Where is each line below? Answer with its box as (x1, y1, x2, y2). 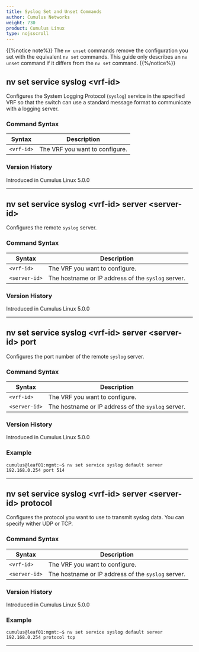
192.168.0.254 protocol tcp (6, 635, 76, 641)
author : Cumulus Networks (6, 14, 70, 20)
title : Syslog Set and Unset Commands (6, 8, 102, 15)
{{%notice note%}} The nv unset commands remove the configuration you (6, 47, 188, 54)
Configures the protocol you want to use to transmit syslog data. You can (6, 514, 185, 521)
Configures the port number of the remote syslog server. (6, 353, 145, 360)
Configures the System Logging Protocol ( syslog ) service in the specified (6, 92, 185, 100)
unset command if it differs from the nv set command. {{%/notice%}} (6, 60, 176, 67)
